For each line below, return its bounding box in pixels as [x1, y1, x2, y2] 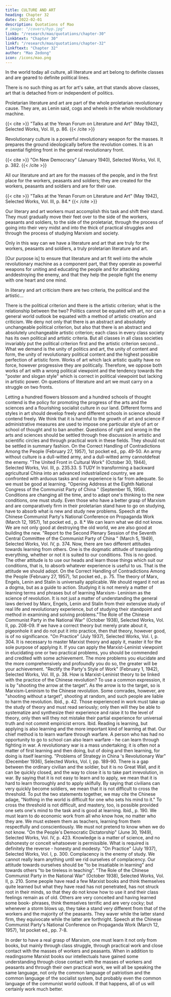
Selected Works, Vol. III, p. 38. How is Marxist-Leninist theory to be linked [5, 671, 160, 677]
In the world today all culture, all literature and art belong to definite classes [5, 69, 164, 75]
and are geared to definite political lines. [5, 75, 90, 81]
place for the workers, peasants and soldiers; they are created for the [5, 178, 152, 184]
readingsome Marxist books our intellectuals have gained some [5, 953, 139, 960]
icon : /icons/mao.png [5, 55, 52, 60]
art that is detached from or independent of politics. [5, 90, 114, 96]
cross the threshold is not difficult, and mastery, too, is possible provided [5, 802, 159, 808]
